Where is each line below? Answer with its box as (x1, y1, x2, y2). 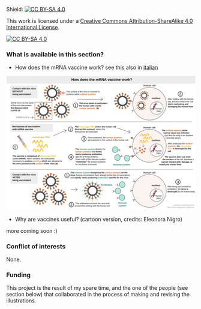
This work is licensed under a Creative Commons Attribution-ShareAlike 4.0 (6, 17, 193, 24)
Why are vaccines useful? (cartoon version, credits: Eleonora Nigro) (14, 215, 183, 223)
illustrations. (6, 297, 37, 304)
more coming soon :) (6, 227, 58, 234)
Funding (6, 271, 31, 279)
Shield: (6, 6, 23, 13)
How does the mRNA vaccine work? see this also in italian (14, 64, 158, 71)
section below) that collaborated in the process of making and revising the (6, 291, 190, 298)
